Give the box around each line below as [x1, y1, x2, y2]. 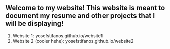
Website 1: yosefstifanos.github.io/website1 [12, 32, 103, 39]
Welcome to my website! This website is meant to [5, 4, 165, 12]
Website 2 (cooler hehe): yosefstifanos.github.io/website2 [12, 38, 134, 44]
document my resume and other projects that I [5, 12, 155, 20]
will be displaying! [5, 19, 64, 28]
